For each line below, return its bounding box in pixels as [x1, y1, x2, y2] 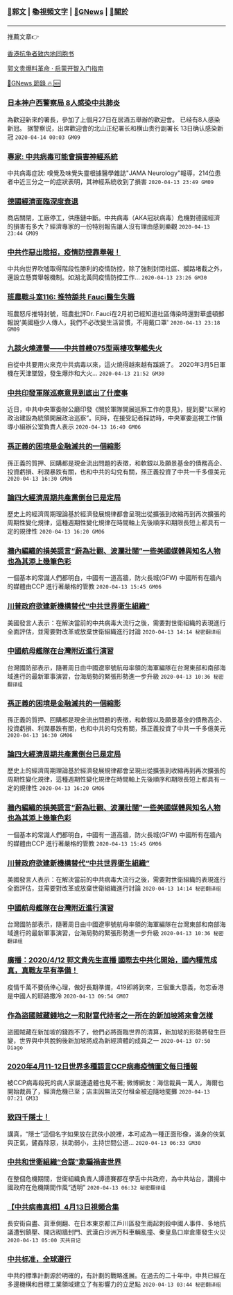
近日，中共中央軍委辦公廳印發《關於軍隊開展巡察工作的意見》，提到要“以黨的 [7, 405, 226, 413]
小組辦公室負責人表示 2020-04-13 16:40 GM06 [12, 422, 141, 431]
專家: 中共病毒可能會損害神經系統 [7, 151, 118, 161]
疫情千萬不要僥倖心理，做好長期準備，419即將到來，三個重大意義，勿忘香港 [7, 982, 224, 991]
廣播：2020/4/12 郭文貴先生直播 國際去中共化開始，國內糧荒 [7, 955, 210, 965]
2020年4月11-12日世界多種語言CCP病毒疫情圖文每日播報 [7, 1062, 198, 1071]
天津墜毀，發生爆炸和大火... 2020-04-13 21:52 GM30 [19, 369, 165, 377]
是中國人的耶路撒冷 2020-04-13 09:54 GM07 [7, 991, 130, 1000]
